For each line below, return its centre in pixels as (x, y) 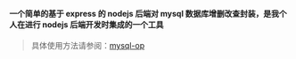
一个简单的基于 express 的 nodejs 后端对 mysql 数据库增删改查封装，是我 (144, 13)
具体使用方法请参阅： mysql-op (88, 46)
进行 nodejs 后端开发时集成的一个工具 (94, 24)
